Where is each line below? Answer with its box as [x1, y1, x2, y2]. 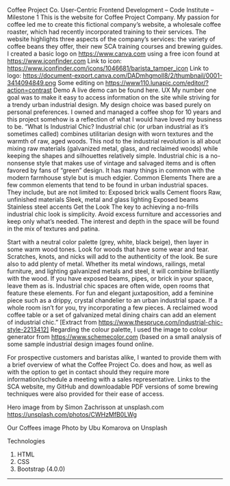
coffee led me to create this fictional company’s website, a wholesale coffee [7, 21, 221, 28]
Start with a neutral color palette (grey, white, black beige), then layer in [7, 238, 209, 246]
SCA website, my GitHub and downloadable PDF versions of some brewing [7, 382, 218, 391]
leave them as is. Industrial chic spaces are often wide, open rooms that [7, 281, 210, 290]
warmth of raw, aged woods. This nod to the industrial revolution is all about [7, 137, 221, 145]
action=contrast [7, 86, 53, 94]
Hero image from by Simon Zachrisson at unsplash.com [7, 403, 164, 411]
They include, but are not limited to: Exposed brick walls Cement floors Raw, [7, 188, 222, 196]
